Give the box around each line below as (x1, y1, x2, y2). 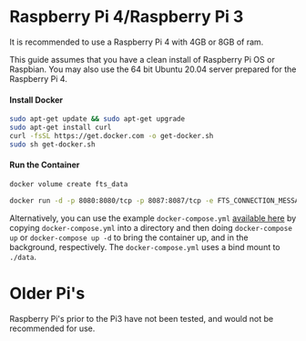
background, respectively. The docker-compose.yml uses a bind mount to (9, 241, 280, 252)
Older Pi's (9, 283, 86, 304)
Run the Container (9, 159, 80, 170)
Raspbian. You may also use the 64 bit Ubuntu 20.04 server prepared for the (9, 64, 297, 75)
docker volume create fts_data (9, 179, 128, 188)
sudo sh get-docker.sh (9, 139, 96, 149)
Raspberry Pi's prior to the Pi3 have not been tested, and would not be (9, 313, 274, 324)
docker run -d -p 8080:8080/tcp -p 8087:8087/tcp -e (9, 196, 214, 206)
